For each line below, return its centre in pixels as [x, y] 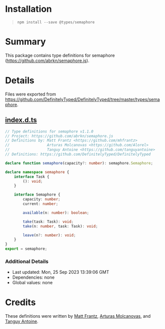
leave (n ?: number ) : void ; [49, 235]
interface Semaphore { [37, 195]
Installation [29, 9]
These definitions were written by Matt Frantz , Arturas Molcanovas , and [78, 316]
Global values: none [32, 283]
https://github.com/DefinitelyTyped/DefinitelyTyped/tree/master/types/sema [82, 99]
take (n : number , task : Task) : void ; [60, 226]
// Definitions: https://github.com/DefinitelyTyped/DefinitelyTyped [78, 154]
